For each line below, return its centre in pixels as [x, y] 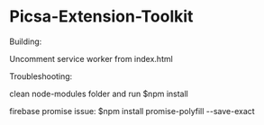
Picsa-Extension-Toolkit [101, 17]
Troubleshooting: [41, 76]
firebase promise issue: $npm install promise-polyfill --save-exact [132, 111]
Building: [26, 41]
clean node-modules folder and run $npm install [99, 94]
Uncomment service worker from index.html [91, 58]
